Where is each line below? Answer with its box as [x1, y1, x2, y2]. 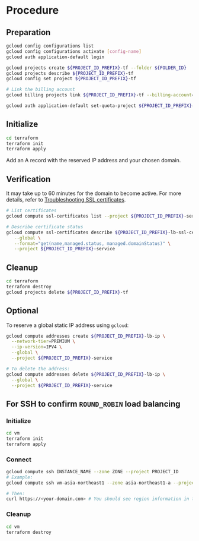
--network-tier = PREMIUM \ [11, 338, 76, 345]
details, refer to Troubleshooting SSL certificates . [6, 196, 126, 203]
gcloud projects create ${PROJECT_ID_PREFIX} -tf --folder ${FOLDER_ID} [6, 65, 187, 71]
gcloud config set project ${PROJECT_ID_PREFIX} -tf [6, 76, 136, 82]
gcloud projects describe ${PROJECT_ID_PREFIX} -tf [6, 70, 134, 76]
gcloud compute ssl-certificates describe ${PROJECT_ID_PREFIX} [6, 229, 168, 235]
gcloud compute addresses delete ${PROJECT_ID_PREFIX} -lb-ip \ [6, 371, 166, 378]
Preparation [6, 27, 51, 37]
